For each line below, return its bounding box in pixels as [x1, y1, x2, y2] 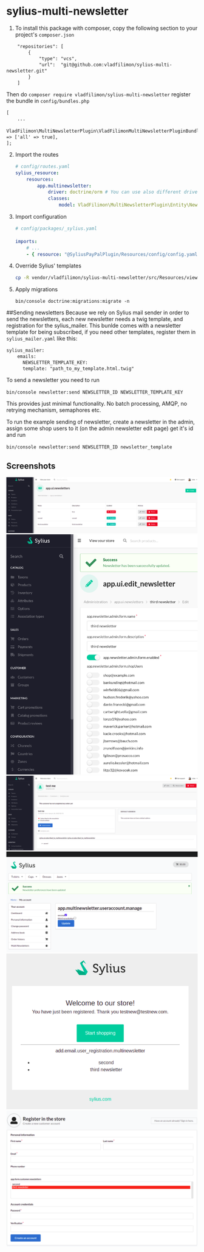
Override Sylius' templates [15, 262, 82, 269]
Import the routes [15, 150, 59, 158]
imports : [15, 238, 38, 244]
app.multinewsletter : [37, 183, 92, 189]
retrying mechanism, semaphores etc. [6, 406, 101, 414]
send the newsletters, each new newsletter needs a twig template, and [6, 316, 183, 323]
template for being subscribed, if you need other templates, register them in [6, 328, 196, 336]
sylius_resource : [15, 169, 59, 176]
